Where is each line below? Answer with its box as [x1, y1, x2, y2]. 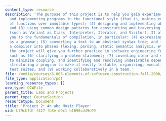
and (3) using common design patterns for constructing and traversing [9, 26, 161, 31]
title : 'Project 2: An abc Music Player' [5, 104, 92, 109]
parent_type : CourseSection [5, 94, 63, 99]
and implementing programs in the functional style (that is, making [9, 16, 156, 21]
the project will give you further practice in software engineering [9, 48, 156, 53]
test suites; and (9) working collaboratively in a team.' [9, 67, 134, 72]
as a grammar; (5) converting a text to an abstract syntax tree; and [9, 40, 158, 44]
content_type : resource [5, 7, 54, 12]
